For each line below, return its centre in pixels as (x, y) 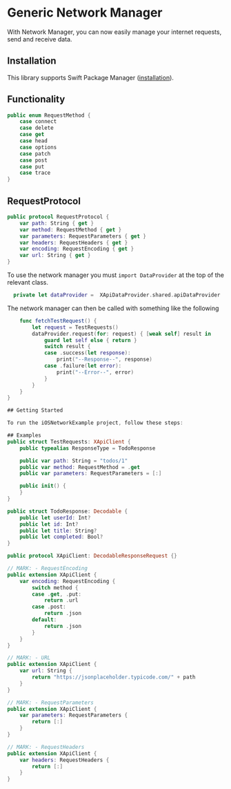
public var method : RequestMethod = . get (80, 467)
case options (38, 147)
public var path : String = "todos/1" (74, 461)
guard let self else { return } (90, 340)
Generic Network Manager (85, 13)
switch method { (55, 588)
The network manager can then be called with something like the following (113, 308)
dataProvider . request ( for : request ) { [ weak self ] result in (122, 334)
